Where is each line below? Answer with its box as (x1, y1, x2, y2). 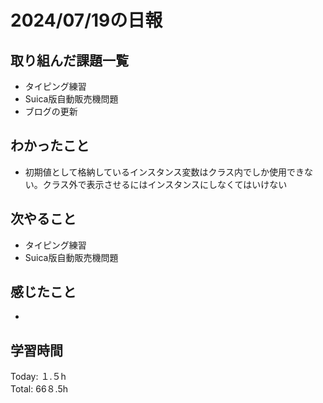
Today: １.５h (10, 371, 67, 383)
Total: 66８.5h (10, 383, 68, 395)
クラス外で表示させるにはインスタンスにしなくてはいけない (42, 178, 288, 190)
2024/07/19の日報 (10, 9, 163, 32)
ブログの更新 (24, 106, 78, 117)
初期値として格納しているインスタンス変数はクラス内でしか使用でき (24, 166, 305, 178)
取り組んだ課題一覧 (10, 52, 129, 69)
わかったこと (10, 137, 90, 155)
